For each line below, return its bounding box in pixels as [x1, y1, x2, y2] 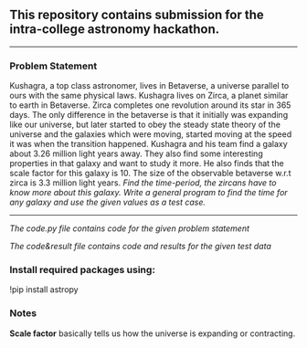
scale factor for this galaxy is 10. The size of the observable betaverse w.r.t [9, 168, 291, 179]
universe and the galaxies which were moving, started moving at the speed [9, 129, 292, 140]
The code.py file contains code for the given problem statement [9, 223, 249, 234]
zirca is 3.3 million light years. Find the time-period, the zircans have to [9, 177, 277, 188]
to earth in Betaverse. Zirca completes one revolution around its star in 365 [9, 100, 291, 111]
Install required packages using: [9, 264, 155, 277]
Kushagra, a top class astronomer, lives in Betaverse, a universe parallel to [9, 80, 290, 91]
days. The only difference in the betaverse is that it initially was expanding [9, 110, 289, 121]
